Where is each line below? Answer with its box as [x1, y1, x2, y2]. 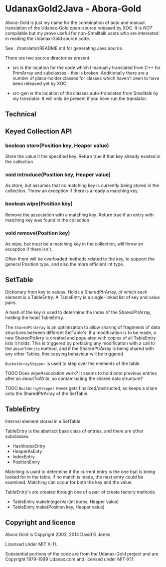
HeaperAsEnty [12, 448, 42, 454]
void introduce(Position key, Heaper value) [5, 171, 111, 178]
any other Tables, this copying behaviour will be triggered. [5, 350, 125, 356]
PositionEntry [12, 458, 40, 465]
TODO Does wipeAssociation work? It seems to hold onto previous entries [5, 370, 157, 376]
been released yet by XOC [12, 80, 67, 86]
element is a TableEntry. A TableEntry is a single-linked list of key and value [5, 294, 161, 300]
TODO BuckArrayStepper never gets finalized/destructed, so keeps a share [5, 385, 158, 391]
